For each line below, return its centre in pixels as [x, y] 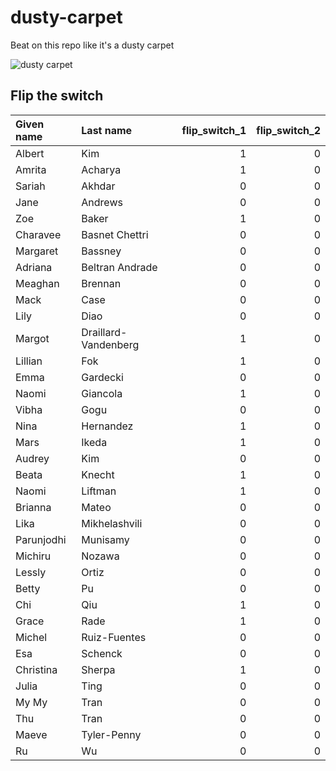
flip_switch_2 [288, 130]
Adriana [34, 267]
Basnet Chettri [115, 234]
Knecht [98, 474]
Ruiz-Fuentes [114, 637]
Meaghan [37, 283]
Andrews [102, 202]
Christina [36, 669]
